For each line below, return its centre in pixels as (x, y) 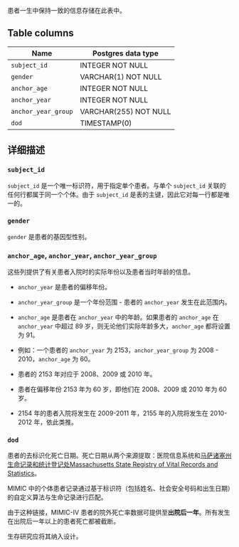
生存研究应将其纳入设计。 (45, 536)
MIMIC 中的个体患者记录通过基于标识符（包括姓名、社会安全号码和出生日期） (119, 489)
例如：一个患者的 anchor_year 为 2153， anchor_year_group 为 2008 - (118, 350)
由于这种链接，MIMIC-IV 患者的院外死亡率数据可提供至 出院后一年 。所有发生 (119, 513)
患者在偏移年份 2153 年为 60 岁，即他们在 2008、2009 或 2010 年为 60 (122, 389)
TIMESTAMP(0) (106, 123)
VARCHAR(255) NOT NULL (126, 111)
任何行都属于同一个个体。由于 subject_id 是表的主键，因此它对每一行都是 (116, 194)
